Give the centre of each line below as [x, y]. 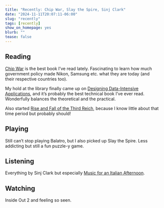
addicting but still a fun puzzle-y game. [45, 146]
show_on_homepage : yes [28, 28]
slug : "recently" [23, 19]
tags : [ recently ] [23, 23]
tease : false [18, 37]
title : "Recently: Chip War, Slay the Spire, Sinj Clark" [65, 10]
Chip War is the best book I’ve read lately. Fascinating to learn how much [79, 69]
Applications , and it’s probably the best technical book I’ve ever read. [75, 93]
